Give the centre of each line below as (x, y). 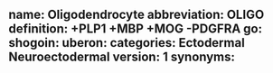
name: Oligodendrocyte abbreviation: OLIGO (136, 15)
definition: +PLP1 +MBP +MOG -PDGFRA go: (136, 29)
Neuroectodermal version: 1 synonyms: (122, 57)
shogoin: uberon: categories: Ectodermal (127, 43)
